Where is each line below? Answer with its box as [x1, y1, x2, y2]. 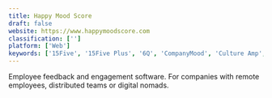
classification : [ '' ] [8, 34, 82, 43]
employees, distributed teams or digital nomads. [8, 80, 169, 90]
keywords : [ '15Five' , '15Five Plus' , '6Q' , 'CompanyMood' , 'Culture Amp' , [8, 49, 266, 58]
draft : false [8, 19, 53, 28]
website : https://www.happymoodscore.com [8, 27, 151, 35]
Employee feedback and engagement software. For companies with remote [8, 72, 260, 81]
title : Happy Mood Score [8, 11, 92, 20]
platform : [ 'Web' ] [8, 42, 70, 50]
